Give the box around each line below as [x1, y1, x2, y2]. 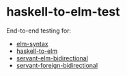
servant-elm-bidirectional [16, 54, 88, 62]
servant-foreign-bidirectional [16, 61, 98, 69]
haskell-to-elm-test [6, 4, 120, 20]
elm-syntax [16, 39, 48, 47]
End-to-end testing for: [6, 26, 72, 35]
